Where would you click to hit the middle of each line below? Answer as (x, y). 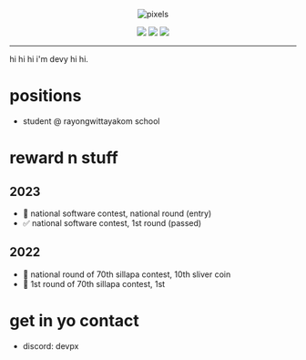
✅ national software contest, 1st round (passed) (112, 222)
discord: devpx (51, 345)
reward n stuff (64, 158)
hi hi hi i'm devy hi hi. (49, 59)
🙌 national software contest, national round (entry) (117, 213)
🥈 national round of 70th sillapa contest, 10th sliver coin (127, 274)
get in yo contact (74, 320)
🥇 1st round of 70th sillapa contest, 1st (94, 283)
